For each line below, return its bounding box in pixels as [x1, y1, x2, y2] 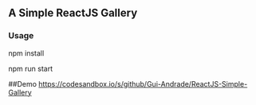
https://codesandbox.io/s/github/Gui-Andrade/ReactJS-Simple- [38, 79, 248, 88]
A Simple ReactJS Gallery [8, 6, 138, 20]
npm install [8, 48, 45, 58]
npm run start [8, 64, 53, 73]
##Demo [8, 79, 37, 88]
